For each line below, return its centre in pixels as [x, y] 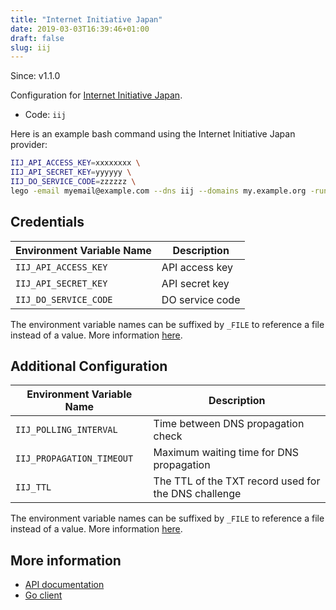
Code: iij [45, 115]
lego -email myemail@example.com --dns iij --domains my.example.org [158, 191]
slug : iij [31, 47]
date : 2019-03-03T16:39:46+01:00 [80, 29]
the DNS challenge [197, 494]
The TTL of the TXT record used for [237, 481]
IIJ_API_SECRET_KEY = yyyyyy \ [71, 172]
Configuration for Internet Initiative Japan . [96, 95]
